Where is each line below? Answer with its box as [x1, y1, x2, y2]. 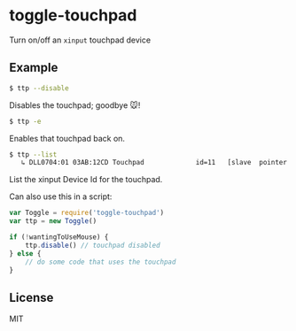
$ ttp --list [9, 150, 58, 159]
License [9, 289, 54, 305]
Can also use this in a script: [9, 191, 113, 202]
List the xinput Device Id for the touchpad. [9, 174, 163, 185]
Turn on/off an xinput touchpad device [9, 35, 152, 45]
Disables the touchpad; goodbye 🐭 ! [9, 99, 141, 111]
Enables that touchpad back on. [9, 133, 126, 143]
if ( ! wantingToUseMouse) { [9, 233, 109, 242]
